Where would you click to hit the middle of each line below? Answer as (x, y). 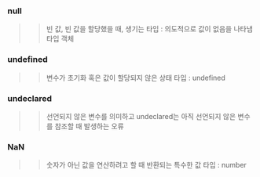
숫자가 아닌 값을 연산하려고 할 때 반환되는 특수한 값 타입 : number (146, 165)
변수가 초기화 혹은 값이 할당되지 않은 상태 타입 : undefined (135, 78)
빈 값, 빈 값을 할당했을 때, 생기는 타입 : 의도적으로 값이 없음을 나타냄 (149, 29)
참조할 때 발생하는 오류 (90, 126)
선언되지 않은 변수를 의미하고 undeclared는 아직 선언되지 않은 (141, 116)
